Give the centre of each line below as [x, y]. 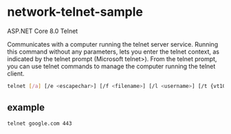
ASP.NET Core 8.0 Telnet [43, 31]
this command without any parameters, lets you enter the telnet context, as [113, 52]
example [26, 108]
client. [16, 74]
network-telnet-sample [75, 12]
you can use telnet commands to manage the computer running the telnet [111, 66]
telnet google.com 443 [40, 123]
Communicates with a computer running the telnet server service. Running [113, 44]
